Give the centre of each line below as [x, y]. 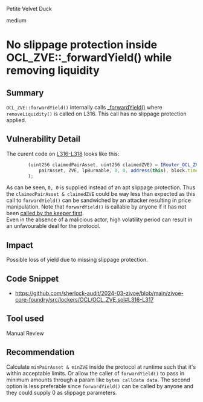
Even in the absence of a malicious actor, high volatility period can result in [99, 219]
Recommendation [40, 352]
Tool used [25, 319]
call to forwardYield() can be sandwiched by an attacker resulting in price [99, 200]
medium [16, 20]
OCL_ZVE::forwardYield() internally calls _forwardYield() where [84, 107]
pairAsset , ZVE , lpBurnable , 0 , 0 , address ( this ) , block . [113, 170]
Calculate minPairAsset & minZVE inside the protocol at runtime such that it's [101, 367]
